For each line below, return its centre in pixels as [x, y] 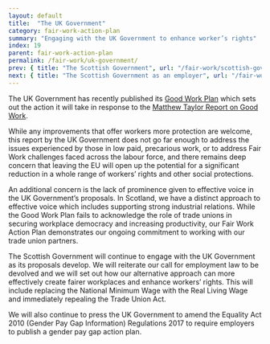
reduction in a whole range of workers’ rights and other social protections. [131, 174]
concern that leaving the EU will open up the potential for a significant [124, 165]
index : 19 [25, 46]
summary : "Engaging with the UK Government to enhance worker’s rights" [133, 38]
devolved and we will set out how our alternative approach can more [122, 273]
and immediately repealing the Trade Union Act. [87, 299]
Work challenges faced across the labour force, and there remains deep [127, 157]
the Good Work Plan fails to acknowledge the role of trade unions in [120, 215]
